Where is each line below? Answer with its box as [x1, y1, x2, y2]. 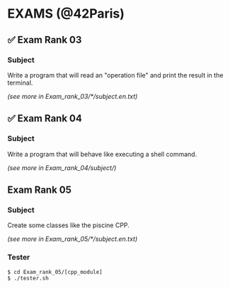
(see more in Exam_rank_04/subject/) [7, 163, 117, 172]
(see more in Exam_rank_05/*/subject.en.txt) [7, 235, 138, 244]
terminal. [7, 78, 33, 87]
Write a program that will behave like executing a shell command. [7, 150, 197, 158]
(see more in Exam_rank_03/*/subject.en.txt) [7, 92, 138, 100]
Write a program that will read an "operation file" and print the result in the [7, 71, 224, 79]
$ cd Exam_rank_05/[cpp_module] [7, 268, 103, 275]
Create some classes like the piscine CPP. [7, 221, 130, 229]
